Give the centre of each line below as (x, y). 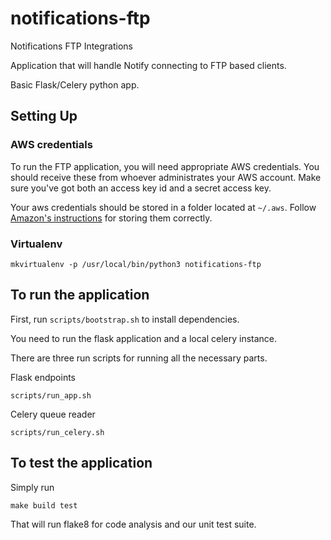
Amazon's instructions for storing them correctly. (111, 218)
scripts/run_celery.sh (57, 432)
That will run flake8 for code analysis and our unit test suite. (133, 524)
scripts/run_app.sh (51, 395)
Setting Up (44, 116)
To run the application (80, 295)
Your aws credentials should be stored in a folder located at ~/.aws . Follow (163, 207)
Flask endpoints (43, 377)
